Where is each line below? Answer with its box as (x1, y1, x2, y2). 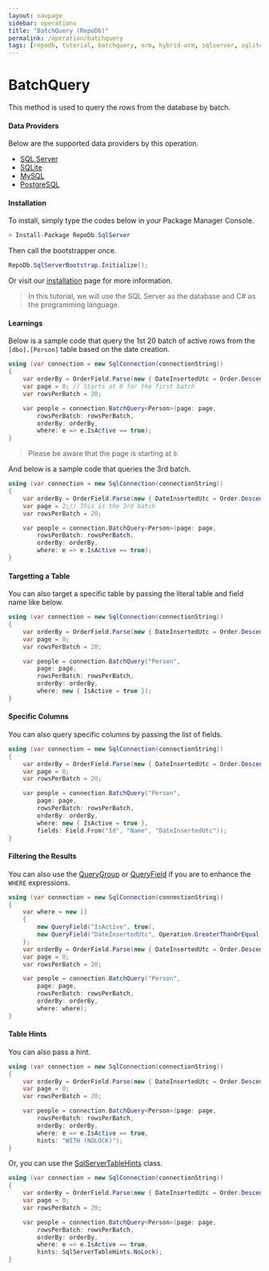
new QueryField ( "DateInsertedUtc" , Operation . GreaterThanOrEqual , (37, 930, 263, 938)
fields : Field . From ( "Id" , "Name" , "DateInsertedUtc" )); (37, 826, 227, 834)
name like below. (8, 598, 64, 607)
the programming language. (27, 300, 120, 309)
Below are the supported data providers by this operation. (8, 139, 199, 148)
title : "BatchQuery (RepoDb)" (8, 26, 110, 34)
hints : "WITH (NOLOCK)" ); (37, 1136, 124, 1144)
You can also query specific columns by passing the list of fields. (8, 729, 223, 739)
